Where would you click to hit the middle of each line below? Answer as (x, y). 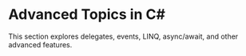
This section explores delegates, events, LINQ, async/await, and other (123, 36)
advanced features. (40, 44)
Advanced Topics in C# (87, 15)
